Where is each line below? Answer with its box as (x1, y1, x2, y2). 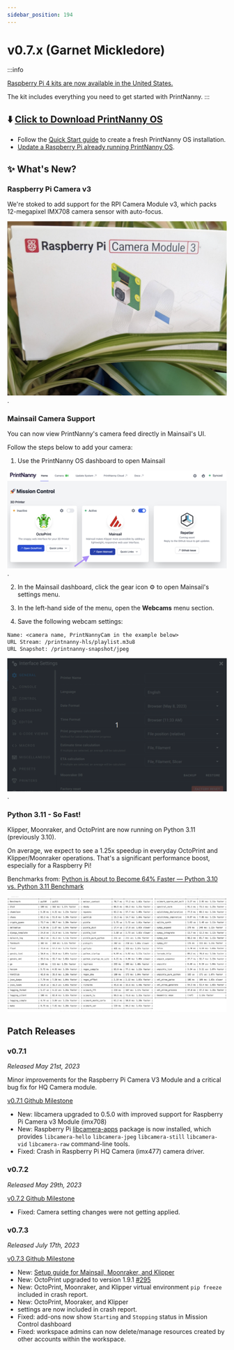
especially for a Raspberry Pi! (7, 861, 92, 870)
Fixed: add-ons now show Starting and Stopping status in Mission (17, 1313, 208, 1321)
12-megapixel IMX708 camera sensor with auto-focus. (7, 207, 164, 216)
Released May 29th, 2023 (7, 1180, 82, 1189)
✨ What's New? (7, 163, 77, 175)
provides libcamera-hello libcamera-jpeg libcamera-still (17, 1132, 185, 1141)
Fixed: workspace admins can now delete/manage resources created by (17, 1328, 225, 1335)
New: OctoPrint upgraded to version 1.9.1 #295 (17, 1275, 151, 1284)
